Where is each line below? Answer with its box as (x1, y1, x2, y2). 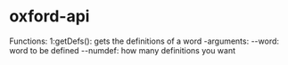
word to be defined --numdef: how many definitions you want (9, 45, 236, 55)
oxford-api (9, 6, 90, 27)
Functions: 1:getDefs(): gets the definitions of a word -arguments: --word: (9, 36, 279, 46)
